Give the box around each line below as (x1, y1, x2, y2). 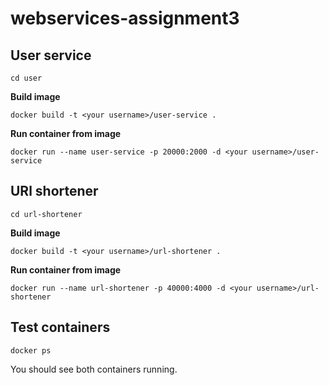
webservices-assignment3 (10, 7, 240, 30)
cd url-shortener (10, 209, 83, 219)
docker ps (10, 345, 52, 356)
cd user (10, 73, 43, 83)
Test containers (10, 319, 111, 336)
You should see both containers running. (10, 363, 178, 375)
